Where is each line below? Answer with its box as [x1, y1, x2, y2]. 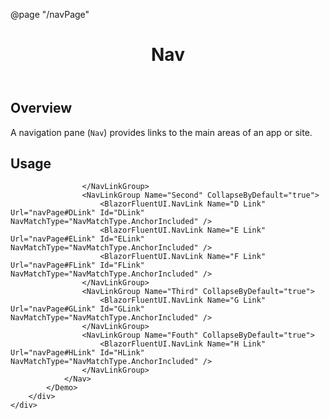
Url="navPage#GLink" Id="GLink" [10, 304, 145, 314]
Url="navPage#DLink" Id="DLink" [10, 208, 145, 218]
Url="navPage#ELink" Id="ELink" [10, 234, 145, 244]
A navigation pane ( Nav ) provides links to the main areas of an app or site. [10, 126, 313, 138]
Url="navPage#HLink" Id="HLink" [10, 348, 145, 358]
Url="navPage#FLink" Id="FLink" [10, 260, 145, 271]
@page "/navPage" [10, 9, 90, 20]
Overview [10, 100, 73, 117]
